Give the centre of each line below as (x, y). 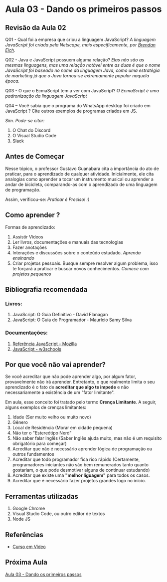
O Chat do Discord (31, 130)
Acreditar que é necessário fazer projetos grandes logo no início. (79, 481)
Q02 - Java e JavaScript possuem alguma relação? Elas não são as (75, 60)
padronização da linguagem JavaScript (46, 96)
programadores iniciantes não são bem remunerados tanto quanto (80, 465)
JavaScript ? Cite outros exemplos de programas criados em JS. (71, 111)
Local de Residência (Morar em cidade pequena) (63, 428)
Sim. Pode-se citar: (25, 120)
